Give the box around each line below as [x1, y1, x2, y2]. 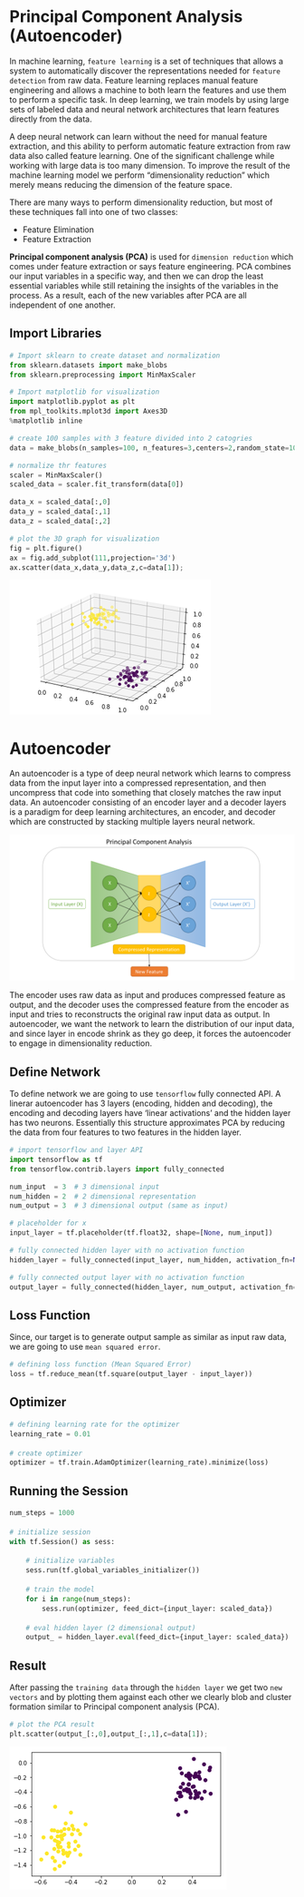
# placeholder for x [9, 1218, 88, 1228]
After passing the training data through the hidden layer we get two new [9, 1682, 283, 1693]
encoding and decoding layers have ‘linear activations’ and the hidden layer [9, 1108, 291, 1119]
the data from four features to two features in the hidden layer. [9, 1127, 242, 1138]
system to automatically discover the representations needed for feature [9, 65, 280, 76]
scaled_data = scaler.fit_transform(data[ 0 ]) [9, 480, 184, 489]
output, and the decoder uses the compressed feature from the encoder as [9, 1000, 290, 1011]
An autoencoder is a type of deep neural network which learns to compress [9, 768, 291, 779]
